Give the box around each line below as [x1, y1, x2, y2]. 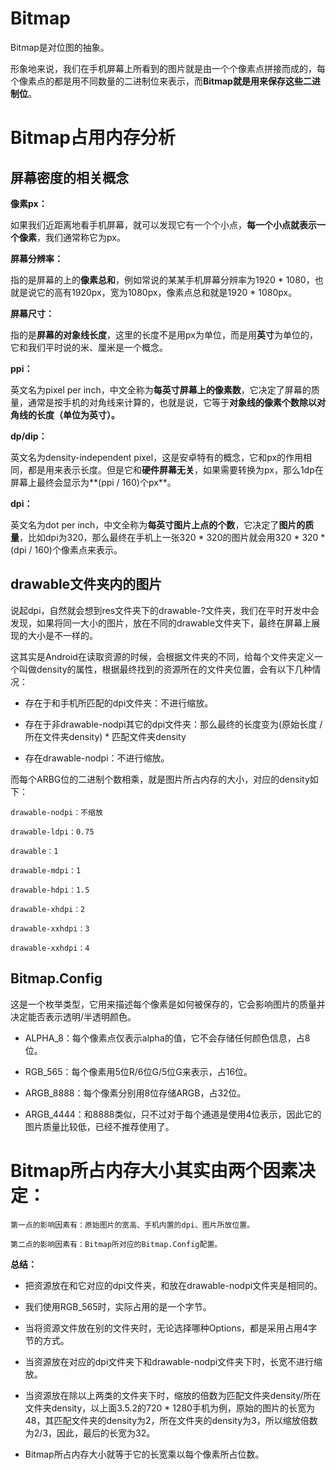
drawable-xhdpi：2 [10, 904, 86, 914]
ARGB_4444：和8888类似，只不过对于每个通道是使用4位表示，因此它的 [24, 1108, 322, 1120]
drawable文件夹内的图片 [10, 576, 163, 593]
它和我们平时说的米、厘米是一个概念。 [10, 341, 168, 353]
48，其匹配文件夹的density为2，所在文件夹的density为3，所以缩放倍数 [24, 1414, 318, 1426]
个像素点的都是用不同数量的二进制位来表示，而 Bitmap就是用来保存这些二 [10, 75, 312, 87]
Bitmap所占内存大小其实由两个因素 [10, 1159, 298, 1182]
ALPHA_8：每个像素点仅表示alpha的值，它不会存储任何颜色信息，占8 [24, 1032, 311, 1044]
